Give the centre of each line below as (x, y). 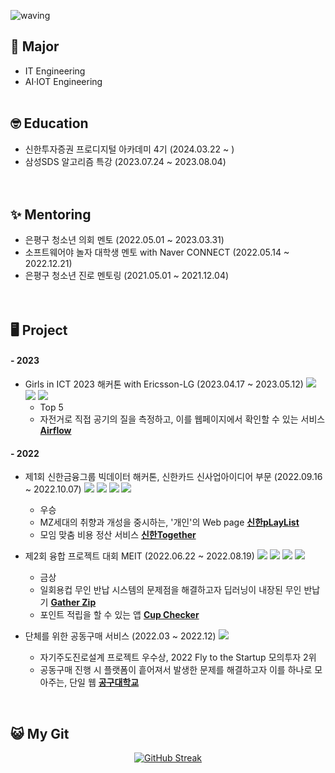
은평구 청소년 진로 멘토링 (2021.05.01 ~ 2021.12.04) (127, 276)
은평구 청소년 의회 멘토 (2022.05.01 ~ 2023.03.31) (124, 240)
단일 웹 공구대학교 (104, 682)
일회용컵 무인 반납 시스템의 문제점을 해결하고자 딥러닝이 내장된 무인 (170, 590)
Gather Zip (73, 602)
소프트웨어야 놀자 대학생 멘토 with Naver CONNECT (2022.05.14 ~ (157, 252)
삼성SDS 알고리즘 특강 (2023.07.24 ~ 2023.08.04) (125, 161)
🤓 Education (49, 123)
